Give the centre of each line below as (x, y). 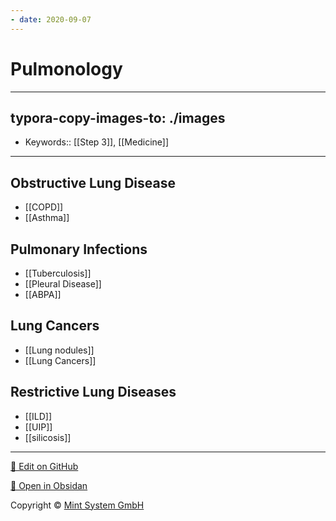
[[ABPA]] (43, 294)
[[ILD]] (38, 416)
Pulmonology (66, 68)
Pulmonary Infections (79, 249)
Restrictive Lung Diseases (93, 392)
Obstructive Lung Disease (93, 182)
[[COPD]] (44, 207)
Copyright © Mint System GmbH (77, 505)
